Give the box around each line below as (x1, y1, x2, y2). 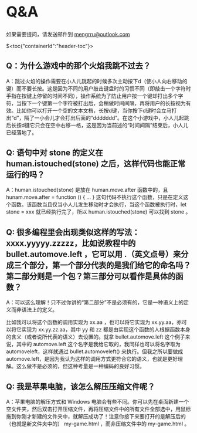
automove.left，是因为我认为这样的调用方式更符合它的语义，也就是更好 (6, 356, 178, 363)
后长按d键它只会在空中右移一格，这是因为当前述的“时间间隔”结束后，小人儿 (6, 121, 189, 128)
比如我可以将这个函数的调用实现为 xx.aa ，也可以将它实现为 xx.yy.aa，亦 (6, 319, 182, 326)
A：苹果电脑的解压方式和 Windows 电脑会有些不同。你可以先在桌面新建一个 (6, 398, 189, 405)
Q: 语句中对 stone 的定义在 (6, 148, 103, 157)
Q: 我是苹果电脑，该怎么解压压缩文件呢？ (6, 381, 155, 391)
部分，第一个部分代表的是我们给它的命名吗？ (29, 260, 191, 270)
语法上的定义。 (21, 306, 57, 313)
